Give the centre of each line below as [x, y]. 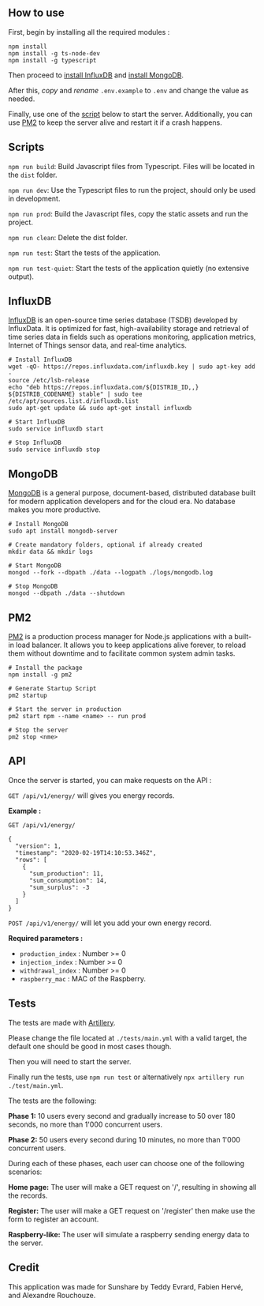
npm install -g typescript [52, 60]
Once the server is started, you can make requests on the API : [110, 780]
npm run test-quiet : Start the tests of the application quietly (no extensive [129, 268]
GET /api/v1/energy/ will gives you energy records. [91, 795]
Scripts [26, 147]
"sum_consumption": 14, [68, 880]
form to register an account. [54, 1219]
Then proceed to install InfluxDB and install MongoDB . [96, 75]
